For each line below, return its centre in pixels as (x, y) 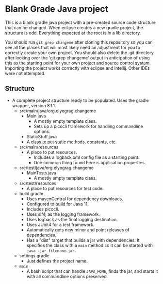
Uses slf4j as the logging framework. (63, 214)
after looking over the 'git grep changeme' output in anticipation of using (78, 57)
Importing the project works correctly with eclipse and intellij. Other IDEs (77, 68)
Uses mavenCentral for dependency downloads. (75, 199)
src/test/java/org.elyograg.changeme (57, 168)
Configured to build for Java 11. (57, 204)
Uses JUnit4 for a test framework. (60, 225)
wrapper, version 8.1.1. (34, 105)
